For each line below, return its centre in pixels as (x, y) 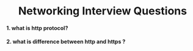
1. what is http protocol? (37, 28)
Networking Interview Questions (103, 11)
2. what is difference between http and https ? (66, 42)
